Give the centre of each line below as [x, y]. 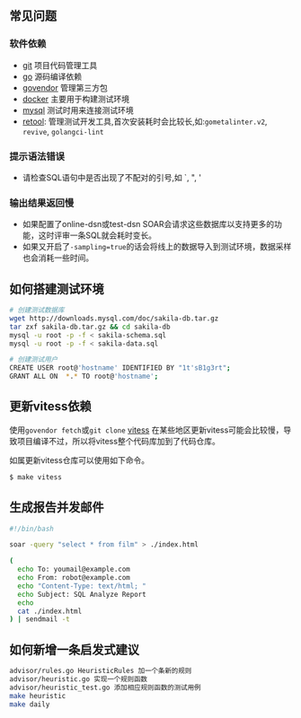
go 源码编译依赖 [52, 76]
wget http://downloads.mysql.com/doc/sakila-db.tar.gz [114, 318]
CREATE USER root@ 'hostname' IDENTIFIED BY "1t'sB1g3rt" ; [120, 368]
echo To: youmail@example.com [74, 569]
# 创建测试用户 [34, 360]
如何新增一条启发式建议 [74, 649]
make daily [30, 704]
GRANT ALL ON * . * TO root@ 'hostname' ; [84, 377]
